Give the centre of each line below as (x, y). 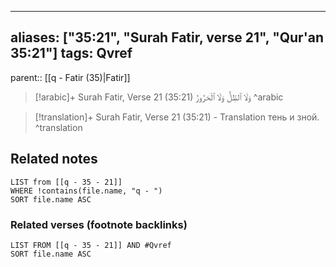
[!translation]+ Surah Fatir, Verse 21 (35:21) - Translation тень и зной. (177, 117)
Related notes (54, 159)
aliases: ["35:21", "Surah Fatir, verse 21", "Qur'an (167, 37)
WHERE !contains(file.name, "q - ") (86, 191)
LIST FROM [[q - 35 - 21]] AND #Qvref (91, 245)
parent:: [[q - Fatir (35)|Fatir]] (70, 77)
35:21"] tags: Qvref (71, 53)
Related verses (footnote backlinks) (99, 224)
